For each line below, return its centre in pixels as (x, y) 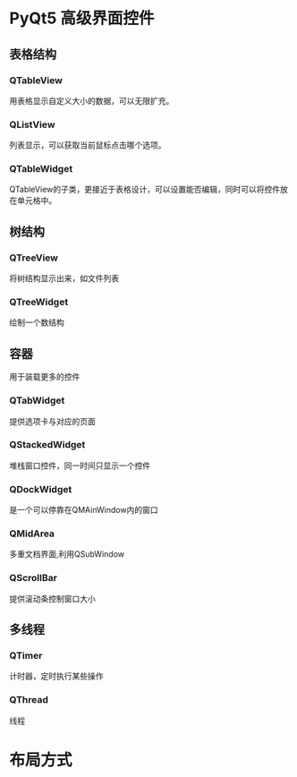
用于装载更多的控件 (45, 377)
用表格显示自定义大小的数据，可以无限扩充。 (92, 100)
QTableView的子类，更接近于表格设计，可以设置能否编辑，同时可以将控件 (144, 190)
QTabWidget (37, 401)
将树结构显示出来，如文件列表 (64, 278)
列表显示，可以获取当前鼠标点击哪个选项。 (88, 145)
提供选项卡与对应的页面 (52, 421)
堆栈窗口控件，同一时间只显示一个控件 (80, 465)
